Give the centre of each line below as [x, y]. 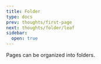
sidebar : [17, 33]
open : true [25, 38]
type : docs [19, 17]
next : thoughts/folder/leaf [41, 28]
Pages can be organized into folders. [51, 55]
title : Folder [23, 11]
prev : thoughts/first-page [39, 22]
